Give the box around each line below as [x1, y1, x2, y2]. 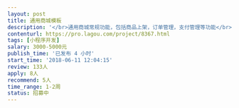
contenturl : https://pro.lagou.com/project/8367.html [7, 30, 171, 38]
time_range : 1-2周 [7, 83, 61, 90]
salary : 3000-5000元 [7, 43, 68, 50]
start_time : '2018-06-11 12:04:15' [7, 57, 113, 64]
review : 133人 [7, 63, 48, 70]
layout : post [7, 10, 46, 18]
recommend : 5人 [7, 76, 51, 84]
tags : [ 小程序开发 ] [7, 37, 60, 44]
